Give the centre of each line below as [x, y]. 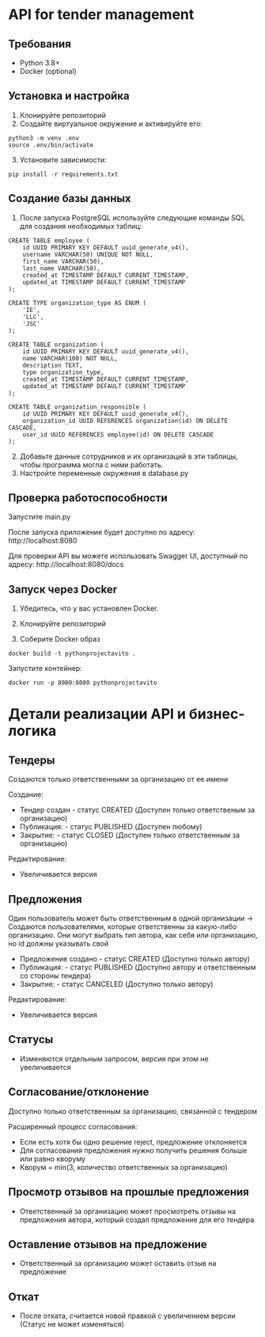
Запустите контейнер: [45, 668]
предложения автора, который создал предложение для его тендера [137, 1219]
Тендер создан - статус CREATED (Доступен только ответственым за [137, 810]
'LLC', [33, 317]
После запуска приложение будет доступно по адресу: [102, 532]
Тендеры [32, 760]
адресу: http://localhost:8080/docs [66, 565]
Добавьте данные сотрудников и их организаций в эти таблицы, [129, 456]
